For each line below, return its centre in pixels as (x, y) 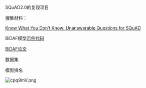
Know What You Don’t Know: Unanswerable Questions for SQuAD (73, 28)
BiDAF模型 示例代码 (25, 38)
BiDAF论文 (16, 49)
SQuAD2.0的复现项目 (27, 7)
